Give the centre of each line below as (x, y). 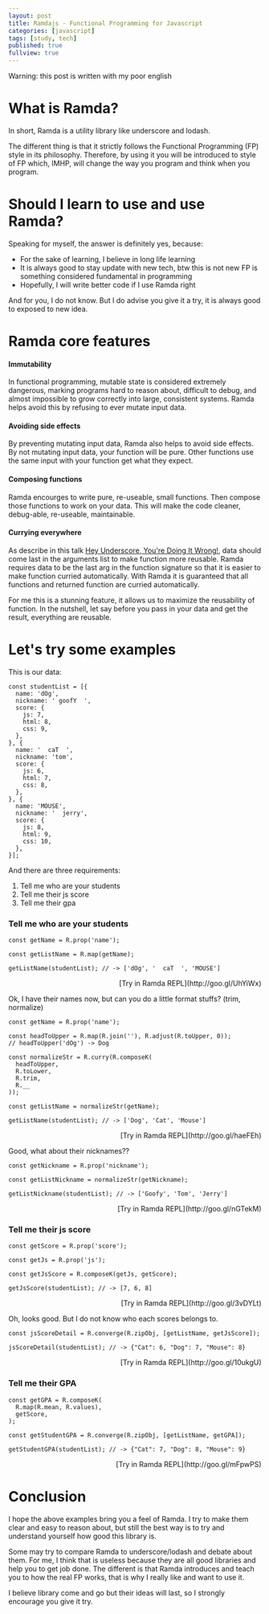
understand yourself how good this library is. (82, 1536)
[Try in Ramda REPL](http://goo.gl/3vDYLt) (191, 1303)
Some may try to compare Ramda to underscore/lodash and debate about (130, 1551)
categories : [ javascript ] (51, 31)
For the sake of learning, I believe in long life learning (108, 259)
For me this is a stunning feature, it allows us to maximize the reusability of (132, 600)
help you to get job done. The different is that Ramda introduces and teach (132, 1568)
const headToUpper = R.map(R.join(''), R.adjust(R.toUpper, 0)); (120, 1036)
